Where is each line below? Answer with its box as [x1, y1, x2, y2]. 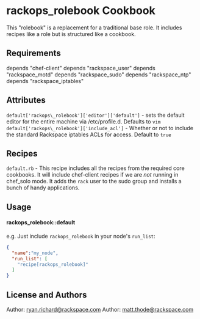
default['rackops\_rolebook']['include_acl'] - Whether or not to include [6, 124, 194, 131]
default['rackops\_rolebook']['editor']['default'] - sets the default [6, 111, 185, 119]
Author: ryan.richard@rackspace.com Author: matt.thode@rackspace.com [6, 306, 194, 313]
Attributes [6, 95, 46, 106]
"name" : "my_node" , [12, 250, 59, 256]
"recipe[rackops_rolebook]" [17, 261, 88, 268]
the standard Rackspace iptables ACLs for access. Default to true [6, 131, 172, 138]
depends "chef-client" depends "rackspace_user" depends [6, 64, 155, 71]
